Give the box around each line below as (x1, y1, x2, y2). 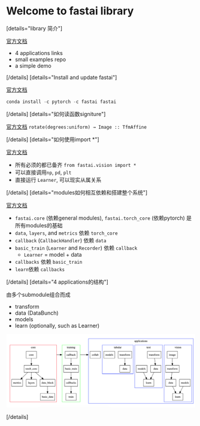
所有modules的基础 (14, 221, 63, 229)
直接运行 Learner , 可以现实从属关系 (14, 176, 102, 183)
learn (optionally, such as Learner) (14, 322, 100, 329)
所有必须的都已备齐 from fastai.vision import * (14, 161, 137, 168)
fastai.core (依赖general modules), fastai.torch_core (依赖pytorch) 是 (14, 214, 192, 221)
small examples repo (14, 56, 66, 63)
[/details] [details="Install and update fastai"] (6, 74, 117, 81)
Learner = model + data (23, 251, 82, 258)
